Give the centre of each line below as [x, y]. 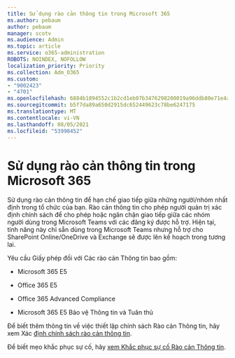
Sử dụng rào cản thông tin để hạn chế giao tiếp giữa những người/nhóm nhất [117, 200]
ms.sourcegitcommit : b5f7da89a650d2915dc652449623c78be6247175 [101, 105]
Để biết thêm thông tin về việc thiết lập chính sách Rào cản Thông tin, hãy [114, 326]
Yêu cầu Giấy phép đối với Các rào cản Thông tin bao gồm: [92, 258]
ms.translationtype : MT [42, 111]
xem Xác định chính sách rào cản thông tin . [70, 333]
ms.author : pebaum [34, 20]
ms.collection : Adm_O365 [43, 72]
